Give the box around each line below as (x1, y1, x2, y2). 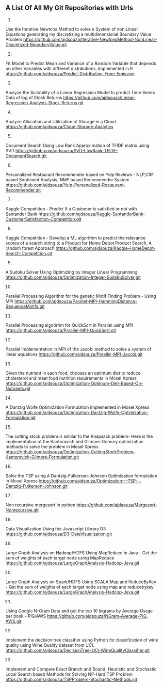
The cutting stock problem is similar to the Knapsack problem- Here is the (5, 433, 153, 439)
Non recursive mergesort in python (5, 502, 76, 508)
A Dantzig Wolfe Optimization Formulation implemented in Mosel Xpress (5, 404, 150, 410)
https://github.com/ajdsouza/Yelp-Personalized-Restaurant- (5, 182, 126, 188)
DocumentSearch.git (5, 153, 47, 159)
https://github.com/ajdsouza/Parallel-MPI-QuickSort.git (5, 327, 116, 333)
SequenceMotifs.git (5, 303, 45, 309)
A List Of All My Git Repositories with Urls (5, 4, 133, 12)
